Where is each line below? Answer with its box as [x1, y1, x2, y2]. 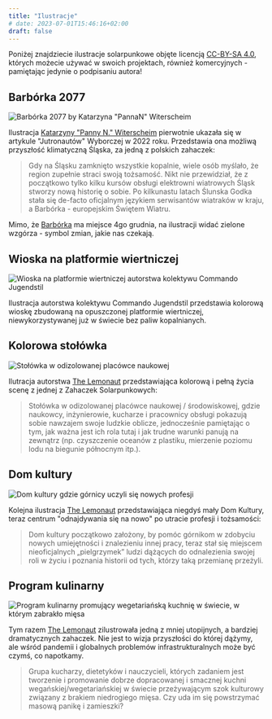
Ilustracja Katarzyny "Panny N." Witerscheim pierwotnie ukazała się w [8, 128, 242, 138]
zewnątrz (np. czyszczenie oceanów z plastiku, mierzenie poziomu [28, 435, 253, 445]
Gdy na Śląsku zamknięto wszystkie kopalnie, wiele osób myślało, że [28, 160, 259, 171]
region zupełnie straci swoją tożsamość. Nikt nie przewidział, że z [28, 169, 249, 179]
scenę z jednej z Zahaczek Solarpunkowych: [8, 384, 158, 395]
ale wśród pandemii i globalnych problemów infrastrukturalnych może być [8, 642, 256, 652]
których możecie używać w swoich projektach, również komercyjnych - [8, 58, 248, 68]
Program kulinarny [8, 579, 105, 593]
